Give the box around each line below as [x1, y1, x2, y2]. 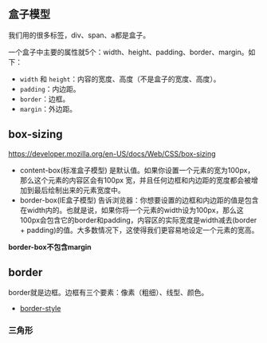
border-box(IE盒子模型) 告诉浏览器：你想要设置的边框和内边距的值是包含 [19, 195, 259, 205]
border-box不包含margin [8, 242, 92, 251]
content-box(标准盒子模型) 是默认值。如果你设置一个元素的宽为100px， [19, 165, 255, 175]
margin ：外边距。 [19, 104, 77, 113]
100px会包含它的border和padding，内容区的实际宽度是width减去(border [19, 215, 257, 225]
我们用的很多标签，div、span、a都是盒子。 [8, 30, 150, 40]
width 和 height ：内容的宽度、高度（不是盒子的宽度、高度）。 [19, 74, 221, 84]
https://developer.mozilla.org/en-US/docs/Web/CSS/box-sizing [8, 148, 217, 158]
